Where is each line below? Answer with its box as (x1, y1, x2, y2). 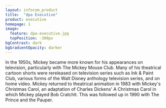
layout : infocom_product (5, 7, 58, 13)
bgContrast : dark (5, 41, 42, 46)
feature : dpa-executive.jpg (10, 31, 70, 36)
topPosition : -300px (10, 36, 53, 41)
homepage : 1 (5, 21, 30, 27)
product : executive (5, 17, 47, 22)
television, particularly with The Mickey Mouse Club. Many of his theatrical (5, 64, 161, 70)
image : (5, 26, 19, 31)
